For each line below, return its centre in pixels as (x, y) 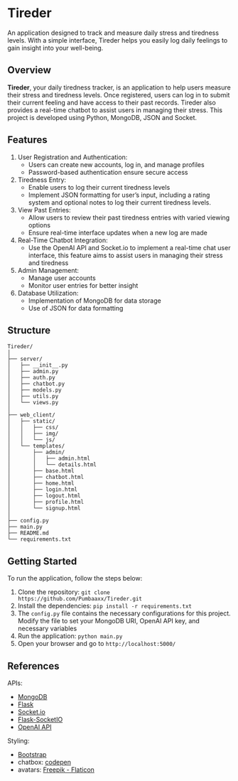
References (33, 666)
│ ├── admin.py (33, 372)
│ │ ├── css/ (33, 428)
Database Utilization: (48, 293)
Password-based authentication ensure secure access (108, 172)
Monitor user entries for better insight (83, 285)
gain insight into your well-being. (55, 48)
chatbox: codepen (44, 762)
